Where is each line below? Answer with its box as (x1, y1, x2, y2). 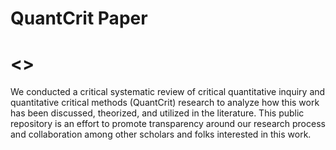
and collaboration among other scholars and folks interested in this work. (10, 128, 312, 141)
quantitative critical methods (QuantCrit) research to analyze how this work (10, 97, 320, 109)
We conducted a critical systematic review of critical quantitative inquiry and (10, 86, 326, 98)
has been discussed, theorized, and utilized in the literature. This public (10, 107, 305, 119)
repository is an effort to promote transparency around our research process (10, 118, 326, 130)
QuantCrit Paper (10, 7, 148, 30)
